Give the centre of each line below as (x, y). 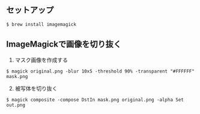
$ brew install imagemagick (41, 24)
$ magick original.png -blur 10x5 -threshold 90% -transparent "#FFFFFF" (101, 71)
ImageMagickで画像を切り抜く (64, 44)
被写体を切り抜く (36, 88)
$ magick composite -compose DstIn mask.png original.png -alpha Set (95, 100)
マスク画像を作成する (41, 60)
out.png (16, 105)
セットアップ (30, 10)
